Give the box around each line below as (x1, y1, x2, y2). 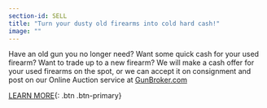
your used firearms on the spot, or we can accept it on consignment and (8, 67, 252, 76)
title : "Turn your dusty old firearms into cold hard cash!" (8, 19, 221, 28)
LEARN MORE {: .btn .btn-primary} (8, 91, 122, 101)
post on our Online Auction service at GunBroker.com (8, 75, 187, 85)
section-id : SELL (8, 11, 68, 20)
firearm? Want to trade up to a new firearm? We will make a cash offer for (8, 58, 255, 67)
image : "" (8, 27, 42, 35)
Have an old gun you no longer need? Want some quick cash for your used (8, 50, 259, 59)
